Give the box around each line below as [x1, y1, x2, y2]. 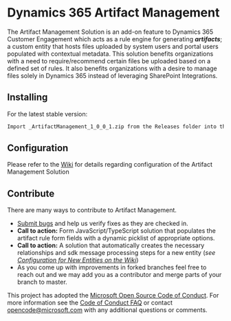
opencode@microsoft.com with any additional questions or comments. [7, 306, 208, 314]
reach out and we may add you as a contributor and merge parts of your [16, 271, 222, 279]
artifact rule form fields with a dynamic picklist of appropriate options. [16, 234, 215, 242]
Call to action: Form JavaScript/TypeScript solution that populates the [16, 227, 217, 235]
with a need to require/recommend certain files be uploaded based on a [7, 56, 211, 65]
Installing [7, 92, 48, 103]
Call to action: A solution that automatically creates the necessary [16, 241, 205, 249]
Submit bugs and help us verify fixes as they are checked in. [16, 219, 189, 228]
